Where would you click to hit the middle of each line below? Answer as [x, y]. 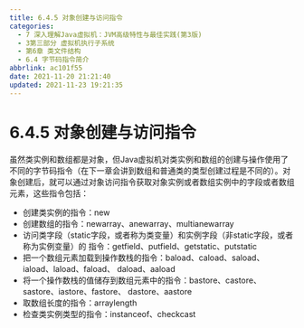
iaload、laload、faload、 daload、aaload [99, 268]
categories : [32, 26]
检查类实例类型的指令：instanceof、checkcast [109, 314]
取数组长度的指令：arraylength [80, 303]
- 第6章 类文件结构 [49, 52]
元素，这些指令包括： [49, 193]
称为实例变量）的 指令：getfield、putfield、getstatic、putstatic [140, 246]
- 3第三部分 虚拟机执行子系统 [66, 43]
